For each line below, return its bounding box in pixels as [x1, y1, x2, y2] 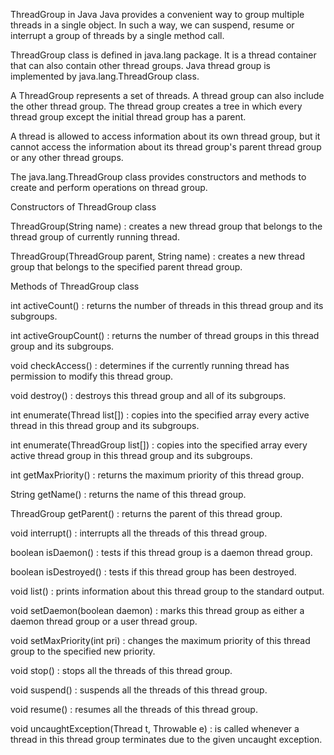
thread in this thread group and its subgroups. [10, 420, 200, 431]
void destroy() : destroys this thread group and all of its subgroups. [10, 390, 287, 401]
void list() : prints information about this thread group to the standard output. [10, 585, 325, 597]
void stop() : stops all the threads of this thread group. [10, 665, 233, 676]
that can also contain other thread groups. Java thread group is [10, 60, 272, 71]
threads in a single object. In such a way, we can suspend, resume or [10, 19, 295, 31]
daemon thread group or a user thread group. [10, 615, 198, 627]
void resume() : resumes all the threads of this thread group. [10, 704, 258, 715]
